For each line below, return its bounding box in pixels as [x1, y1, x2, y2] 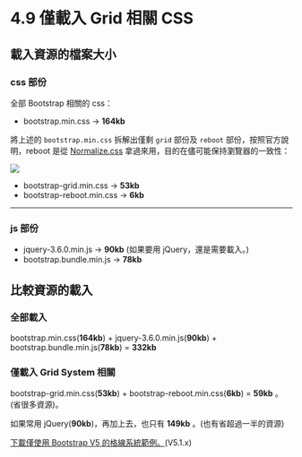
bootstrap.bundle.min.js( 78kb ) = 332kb [10, 341, 157, 352]
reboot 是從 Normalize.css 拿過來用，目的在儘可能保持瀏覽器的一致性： [25, 145, 290, 156]
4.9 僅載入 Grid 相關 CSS [10, 8, 194, 29]
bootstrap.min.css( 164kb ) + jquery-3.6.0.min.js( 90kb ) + [10, 332, 218, 343]
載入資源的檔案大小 [10, 47, 116, 62]
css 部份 [10, 75, 47, 88]
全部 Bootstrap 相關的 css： [10, 98, 113, 108]
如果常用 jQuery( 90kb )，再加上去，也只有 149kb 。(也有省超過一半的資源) [10, 418, 285, 429]
